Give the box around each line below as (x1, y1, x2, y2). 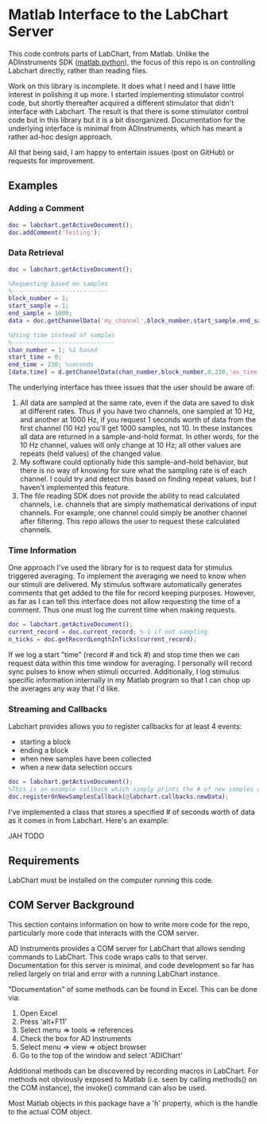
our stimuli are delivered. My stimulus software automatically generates (8, 580, 242, 589)
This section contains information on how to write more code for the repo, (8, 919, 250, 929)
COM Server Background (8, 899, 135, 912)
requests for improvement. (8, 155, 95, 165)
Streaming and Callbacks (8, 703, 107, 715)
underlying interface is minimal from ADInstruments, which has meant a (8, 123, 242, 133)
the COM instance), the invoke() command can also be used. (8, 1083, 207, 1092)
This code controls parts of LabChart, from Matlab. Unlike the (8, 49, 210, 58)
